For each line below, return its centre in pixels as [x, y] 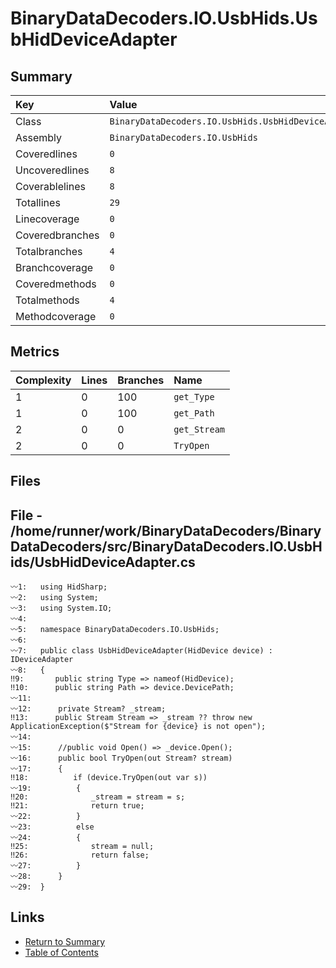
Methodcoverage [56, 316]
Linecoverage [47, 219]
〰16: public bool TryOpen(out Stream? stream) [121, 758]
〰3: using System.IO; [61, 608]
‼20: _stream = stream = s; [98, 797]
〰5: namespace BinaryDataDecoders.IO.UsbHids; [115, 630]
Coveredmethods [56, 284]
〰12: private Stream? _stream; [88, 709]
